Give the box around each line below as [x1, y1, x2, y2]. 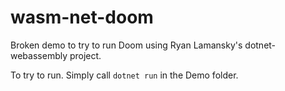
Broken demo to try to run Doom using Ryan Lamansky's [10, 39, 243, 51]
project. [69, 49, 102, 61]
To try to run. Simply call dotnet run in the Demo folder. [10, 69, 239, 81]
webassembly [10, 49, 68, 61]
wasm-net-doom [10, 6, 154, 29]
